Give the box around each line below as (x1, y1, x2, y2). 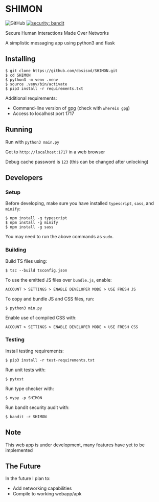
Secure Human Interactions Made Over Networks (5, 30, 109, 36)
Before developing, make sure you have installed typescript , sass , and (5, 200, 154, 207)
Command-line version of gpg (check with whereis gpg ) (12, 105, 130, 111)
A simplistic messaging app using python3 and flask (5, 39, 115, 46)
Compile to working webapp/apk (12, 491, 82, 497)
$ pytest (5, 376, 24, 381)
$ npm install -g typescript (5, 216, 67, 221)
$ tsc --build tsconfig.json (5, 268, 67, 273)
